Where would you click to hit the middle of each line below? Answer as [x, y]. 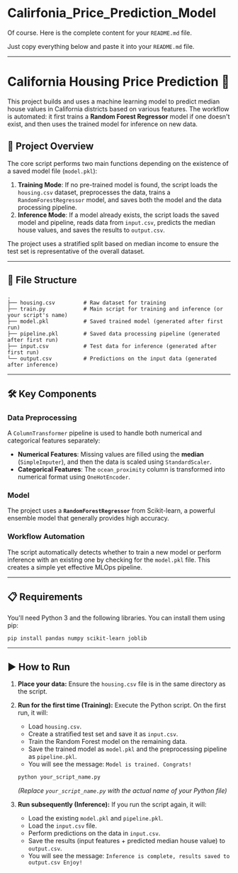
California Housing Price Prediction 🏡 [119, 82]
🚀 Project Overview [51, 146]
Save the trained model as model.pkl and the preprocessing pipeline [127, 749]
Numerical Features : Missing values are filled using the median [110, 455]
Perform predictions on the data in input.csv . [94, 833]
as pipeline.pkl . [52, 757]
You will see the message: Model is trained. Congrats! [110, 764]
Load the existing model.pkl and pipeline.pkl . [96, 818]
